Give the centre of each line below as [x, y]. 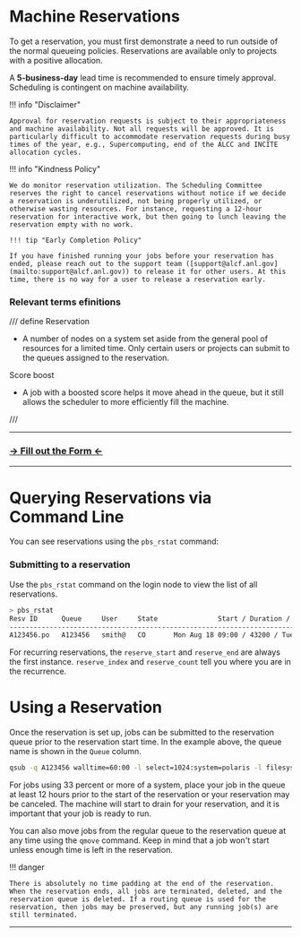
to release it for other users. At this [210, 271]
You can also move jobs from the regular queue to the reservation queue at [148, 831]
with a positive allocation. [56, 60]
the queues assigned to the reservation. [96, 358]
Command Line [67, 516]
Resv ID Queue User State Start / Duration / [150, 619]
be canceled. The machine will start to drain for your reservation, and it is [145, 804]
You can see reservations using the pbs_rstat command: [114, 542]
